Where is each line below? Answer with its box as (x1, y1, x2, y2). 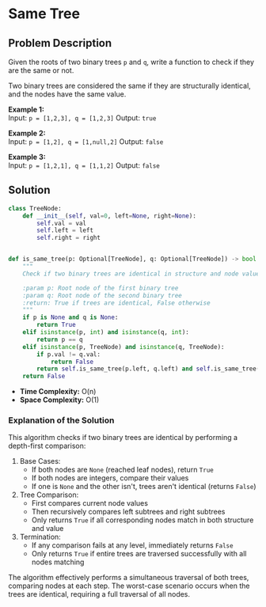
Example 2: (8, 128, 46, 138)
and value (31, 524, 64, 533)
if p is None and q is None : (22, 313, 119, 321)
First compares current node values (31, 499, 149, 508)
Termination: (19, 532, 61, 542)
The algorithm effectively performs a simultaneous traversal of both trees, (8, 573, 249, 582)
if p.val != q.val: (36, 350, 101, 359)
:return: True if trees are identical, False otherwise (22, 298, 211, 307)
